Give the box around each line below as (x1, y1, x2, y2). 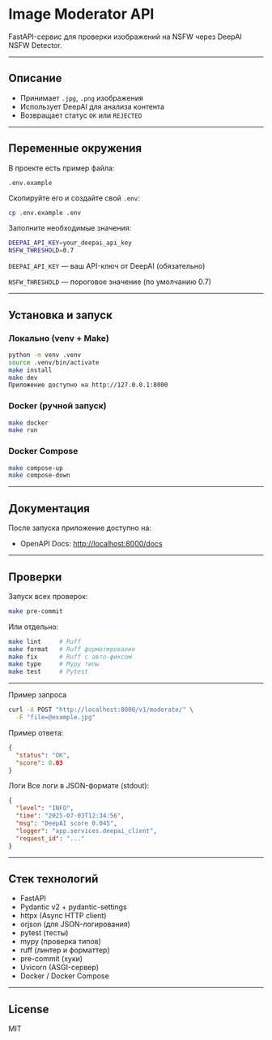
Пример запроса (8, 690, 67, 700)
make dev (8, 373, 38, 382)
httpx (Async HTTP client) (19, 911, 107, 921)
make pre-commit (8, 606, 63, 615)
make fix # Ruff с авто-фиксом (8, 653, 132, 661)
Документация (8, 501, 91, 516)
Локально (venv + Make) (8, 332, 109, 343)
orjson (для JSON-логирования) (19, 919, 131, 930)
